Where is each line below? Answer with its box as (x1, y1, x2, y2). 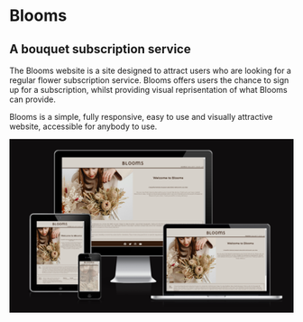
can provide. (9, 94, 56, 105)
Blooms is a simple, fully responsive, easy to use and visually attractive (9, 112, 273, 122)
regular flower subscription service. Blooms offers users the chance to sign (9, 75, 289, 86)
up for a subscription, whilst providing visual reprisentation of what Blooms (9, 85, 288, 95)
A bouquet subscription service (9, 41, 191, 57)
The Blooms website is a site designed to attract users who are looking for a (9, 65, 291, 76)
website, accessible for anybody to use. (9, 121, 158, 132)
